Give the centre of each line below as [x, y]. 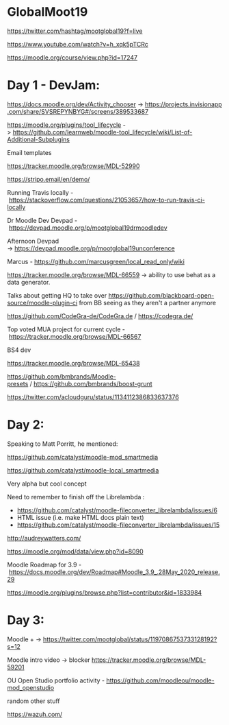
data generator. [29, 282]
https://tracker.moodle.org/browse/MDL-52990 [73, 166]
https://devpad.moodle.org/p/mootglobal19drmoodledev [88, 228]
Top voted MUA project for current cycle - [66, 329]
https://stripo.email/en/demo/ [49, 179]
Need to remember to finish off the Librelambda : [76, 497]
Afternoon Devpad [33, 241]
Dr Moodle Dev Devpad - [42, 220]
